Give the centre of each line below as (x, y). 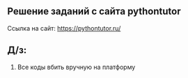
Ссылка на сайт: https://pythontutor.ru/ (64, 28)
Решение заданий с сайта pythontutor (94, 11)
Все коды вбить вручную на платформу (76, 67)
